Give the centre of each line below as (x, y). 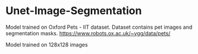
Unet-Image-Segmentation (74, 11)
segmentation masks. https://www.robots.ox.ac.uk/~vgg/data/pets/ (88, 33)
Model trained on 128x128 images (47, 45)
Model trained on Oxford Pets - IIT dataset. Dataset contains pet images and (99, 27)
